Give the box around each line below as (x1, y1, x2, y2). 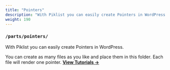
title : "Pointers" (5, 7, 44, 13)
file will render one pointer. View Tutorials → (5, 59, 100, 65)
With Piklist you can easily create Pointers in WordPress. (5, 44, 124, 50)
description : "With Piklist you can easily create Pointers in (5, 12, 143, 17)
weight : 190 (5, 17, 31, 22)
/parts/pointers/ (5, 33, 48, 40)
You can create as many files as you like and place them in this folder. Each (5, 54, 163, 60)
